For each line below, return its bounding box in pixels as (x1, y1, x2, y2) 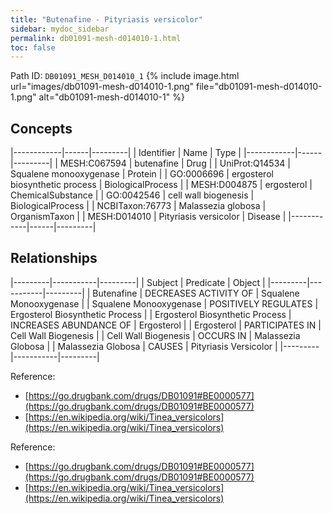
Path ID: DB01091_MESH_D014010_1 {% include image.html (10, 70, 240, 82)
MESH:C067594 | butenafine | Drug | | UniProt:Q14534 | (59, 157, 291, 170)
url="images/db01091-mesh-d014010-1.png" (10, 81, 195, 93)
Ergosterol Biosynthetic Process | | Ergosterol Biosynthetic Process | (10, 308, 292, 320)
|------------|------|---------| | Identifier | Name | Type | (10, 147, 242, 159)
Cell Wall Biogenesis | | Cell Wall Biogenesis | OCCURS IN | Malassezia (10, 329, 301, 341)
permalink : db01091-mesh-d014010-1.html (10, 33, 182, 43)
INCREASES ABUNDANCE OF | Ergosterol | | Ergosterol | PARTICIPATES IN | (10, 319, 322, 331)
